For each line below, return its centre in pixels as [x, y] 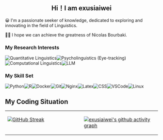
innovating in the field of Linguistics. [41, 25]
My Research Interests [32, 47]
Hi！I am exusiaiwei [81, 8]
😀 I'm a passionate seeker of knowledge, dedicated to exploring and [74, 20]
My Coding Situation [37, 101]
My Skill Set [19, 76]
